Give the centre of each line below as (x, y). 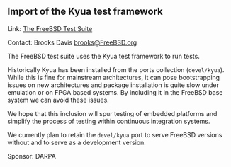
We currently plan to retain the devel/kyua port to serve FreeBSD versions (115, 134)
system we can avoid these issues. (58, 100)
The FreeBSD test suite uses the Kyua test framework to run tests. (103, 56)
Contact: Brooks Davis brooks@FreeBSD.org (72, 42)
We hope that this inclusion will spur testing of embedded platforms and (112, 113)
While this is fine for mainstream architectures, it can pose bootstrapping (114, 77)
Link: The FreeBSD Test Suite (50, 28)
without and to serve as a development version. (77, 142)
